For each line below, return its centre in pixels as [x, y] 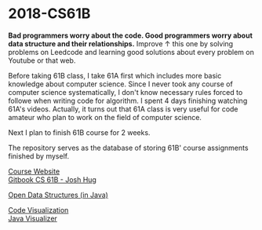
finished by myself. [38, 156]
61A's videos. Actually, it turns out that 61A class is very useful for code [123, 109]
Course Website [34, 171]
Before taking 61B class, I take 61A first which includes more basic [115, 75]
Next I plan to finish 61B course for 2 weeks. [79, 132]
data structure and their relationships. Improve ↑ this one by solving [121, 43]
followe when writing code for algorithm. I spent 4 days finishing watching [128, 100]
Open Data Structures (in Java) [58, 195]
